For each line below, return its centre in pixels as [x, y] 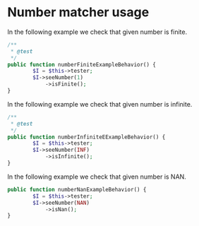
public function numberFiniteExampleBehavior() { [82, 64]
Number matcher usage [78, 12]
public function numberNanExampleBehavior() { [77, 189]
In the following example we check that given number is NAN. [97, 177]
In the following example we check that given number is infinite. [100, 104]
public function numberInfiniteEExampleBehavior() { [86, 137]
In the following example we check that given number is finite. [97, 32]
